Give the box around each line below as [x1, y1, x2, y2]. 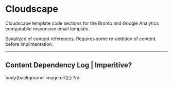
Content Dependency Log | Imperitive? [5, 61, 132, 70]
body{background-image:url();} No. [5, 74, 81, 80]
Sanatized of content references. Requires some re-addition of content [5, 36, 155, 42]
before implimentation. [5, 41, 53, 47]
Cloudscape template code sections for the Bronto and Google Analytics [5, 20, 159, 26]
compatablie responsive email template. [5, 25, 90, 31]
